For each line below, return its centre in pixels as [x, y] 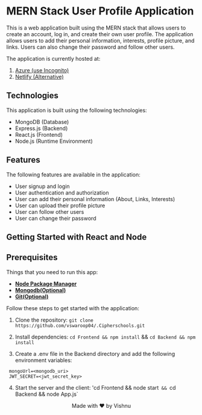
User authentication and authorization [62, 192]
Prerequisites [32, 257]
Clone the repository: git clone [54, 320]
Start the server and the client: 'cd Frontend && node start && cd [95, 387]
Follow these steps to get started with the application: [73, 308]
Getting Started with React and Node [77, 237]
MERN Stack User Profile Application [100, 11]
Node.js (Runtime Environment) [54, 141]
